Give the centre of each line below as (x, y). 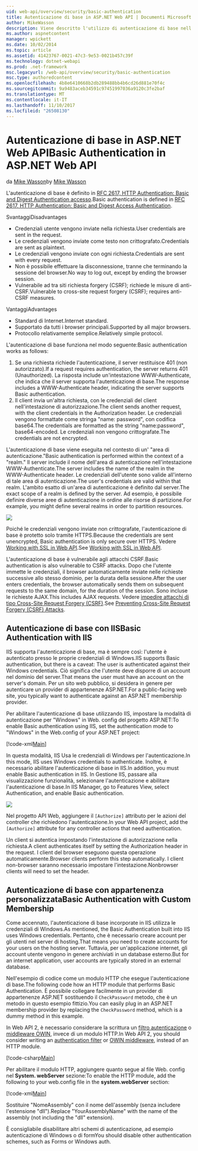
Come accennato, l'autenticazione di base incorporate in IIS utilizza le (91, 922)
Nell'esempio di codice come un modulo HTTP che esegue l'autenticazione (98, 978)
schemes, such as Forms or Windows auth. (59, 1142)
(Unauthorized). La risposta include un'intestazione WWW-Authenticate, (103, 375)
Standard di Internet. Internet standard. (61, 321)
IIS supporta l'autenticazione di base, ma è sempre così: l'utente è (87, 652)
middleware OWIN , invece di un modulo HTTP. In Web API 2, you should (93, 1034)
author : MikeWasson (30, 23)
